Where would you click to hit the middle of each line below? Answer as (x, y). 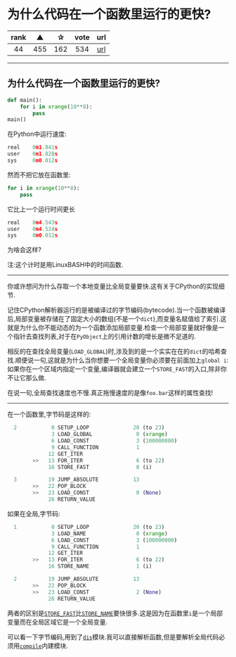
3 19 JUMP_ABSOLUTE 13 (77, 480)
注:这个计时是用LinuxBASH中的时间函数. (65, 265)
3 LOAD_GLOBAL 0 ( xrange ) (110, 434)
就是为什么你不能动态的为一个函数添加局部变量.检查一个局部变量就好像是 (113, 327)
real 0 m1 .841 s (33, 148)
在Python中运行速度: (37, 134)
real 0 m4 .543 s (33, 223)
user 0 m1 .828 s (33, 154)
